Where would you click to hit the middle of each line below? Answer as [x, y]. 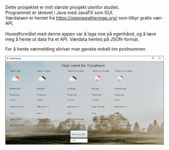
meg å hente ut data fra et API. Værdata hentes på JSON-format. [72, 39]
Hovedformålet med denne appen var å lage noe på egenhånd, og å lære [81, 34]
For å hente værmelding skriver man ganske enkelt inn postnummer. [76, 49]
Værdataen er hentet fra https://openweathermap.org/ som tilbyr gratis [78, 18]
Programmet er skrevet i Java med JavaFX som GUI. [60, 13]
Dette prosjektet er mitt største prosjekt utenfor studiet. [62, 7]
